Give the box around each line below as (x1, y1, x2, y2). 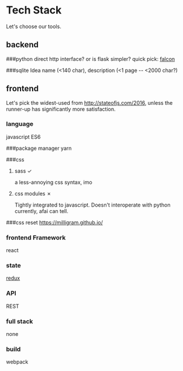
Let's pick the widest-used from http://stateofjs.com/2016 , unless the (6, 99, 173, 106)
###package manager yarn (6, 145, 72, 152)
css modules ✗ (14, 190, 51, 197)
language (6, 120, 34, 128)
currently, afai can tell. (14, 207, 68, 214)
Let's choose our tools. (6, 23, 61, 30)
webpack (6, 358, 29, 366)
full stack (6, 317, 33, 325)
